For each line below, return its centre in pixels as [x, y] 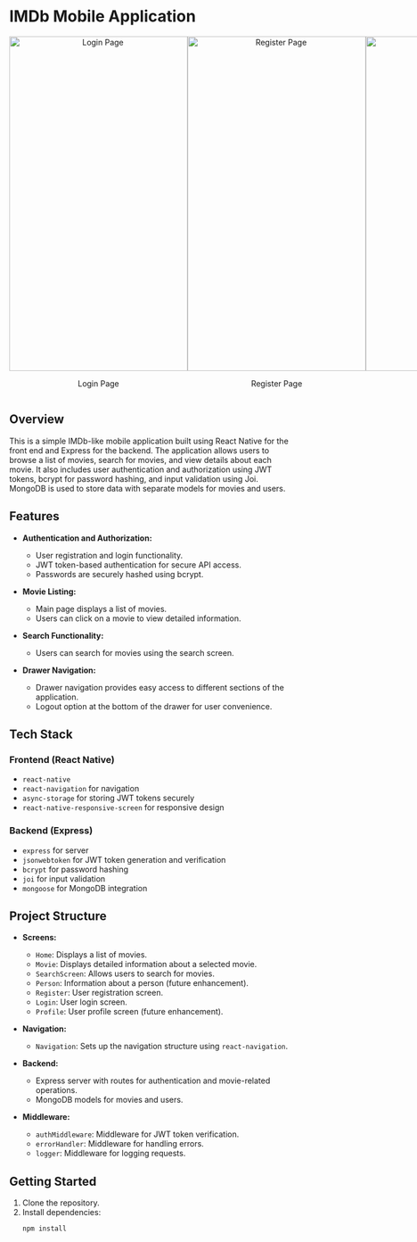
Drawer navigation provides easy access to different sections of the [160, 687]
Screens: [39, 938]
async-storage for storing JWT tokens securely [108, 798]
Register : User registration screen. [99, 993]
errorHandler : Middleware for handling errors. [120, 1144]
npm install [44, 1229]
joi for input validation [64, 878]
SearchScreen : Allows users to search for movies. [125, 973]
